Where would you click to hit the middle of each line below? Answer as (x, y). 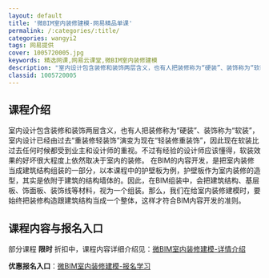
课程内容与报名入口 (56, 228)
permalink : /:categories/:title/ (64, 30)
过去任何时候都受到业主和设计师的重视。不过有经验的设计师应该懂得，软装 (131, 151)
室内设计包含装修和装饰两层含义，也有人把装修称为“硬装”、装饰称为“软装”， (134, 131)
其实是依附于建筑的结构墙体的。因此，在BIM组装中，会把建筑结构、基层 (141, 180)
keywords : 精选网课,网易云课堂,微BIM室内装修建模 (83, 61)
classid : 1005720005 (43, 75)
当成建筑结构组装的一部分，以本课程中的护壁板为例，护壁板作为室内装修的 (131, 171)
